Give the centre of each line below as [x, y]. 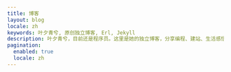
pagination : [24, 45]
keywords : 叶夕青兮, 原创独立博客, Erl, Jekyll [71, 33]
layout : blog [26, 20]
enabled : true [33, 52]
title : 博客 [23, 13]
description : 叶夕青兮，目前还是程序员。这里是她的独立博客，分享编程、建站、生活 [112, 39]
